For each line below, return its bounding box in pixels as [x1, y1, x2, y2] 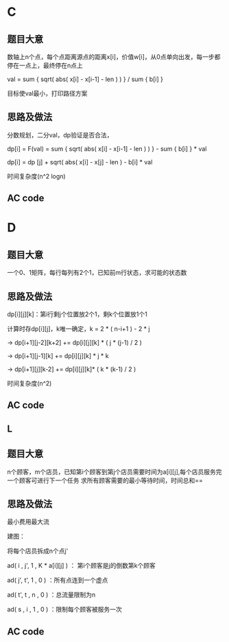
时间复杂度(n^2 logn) [7, 172, 67, 180]
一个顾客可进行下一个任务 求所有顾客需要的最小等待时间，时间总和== [7, 476, 204, 485]
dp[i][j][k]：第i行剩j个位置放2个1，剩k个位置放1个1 [7, 310, 147, 318]
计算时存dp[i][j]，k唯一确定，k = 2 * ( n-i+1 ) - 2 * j [7, 324, 150, 333]
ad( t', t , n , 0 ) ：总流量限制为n [7, 590, 96, 599]
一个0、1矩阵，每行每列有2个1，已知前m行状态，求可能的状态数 [7, 269, 187, 277]
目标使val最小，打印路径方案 [7, 89, 88, 97]
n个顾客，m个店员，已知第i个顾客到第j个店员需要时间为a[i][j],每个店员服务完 [7, 467, 222, 476]
